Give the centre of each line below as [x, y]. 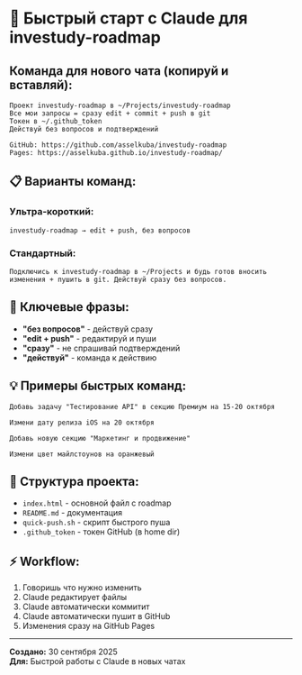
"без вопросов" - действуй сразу [88, 329]
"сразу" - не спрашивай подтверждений [101, 348]
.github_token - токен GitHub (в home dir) [101, 532]
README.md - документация [72, 513]
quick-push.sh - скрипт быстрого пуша [96, 523]
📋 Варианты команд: [73, 182]
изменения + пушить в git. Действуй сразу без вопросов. [118, 279]
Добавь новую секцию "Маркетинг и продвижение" [100, 438]
